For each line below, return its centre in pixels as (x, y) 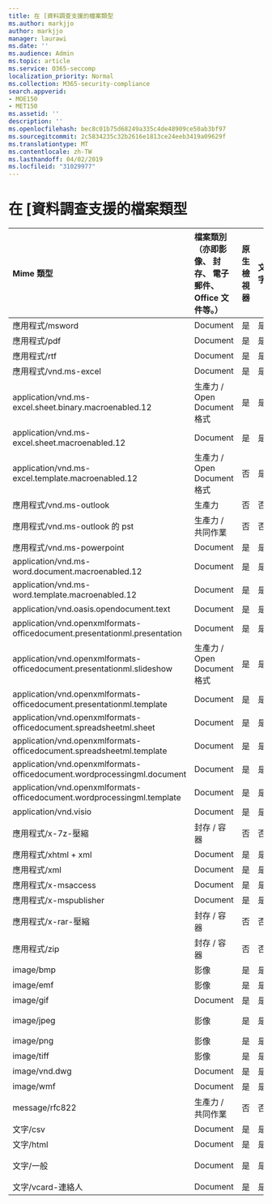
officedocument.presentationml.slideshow (92, 669)
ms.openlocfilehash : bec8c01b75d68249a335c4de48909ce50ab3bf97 (117, 129)
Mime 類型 (33, 274)
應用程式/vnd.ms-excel (57, 371)
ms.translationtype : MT (49, 144)
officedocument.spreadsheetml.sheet (84, 728)
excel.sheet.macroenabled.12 (69, 443)
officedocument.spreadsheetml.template (90, 751)
